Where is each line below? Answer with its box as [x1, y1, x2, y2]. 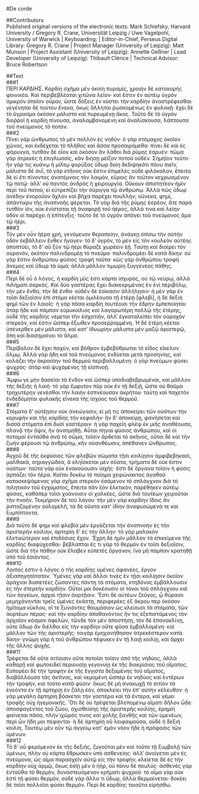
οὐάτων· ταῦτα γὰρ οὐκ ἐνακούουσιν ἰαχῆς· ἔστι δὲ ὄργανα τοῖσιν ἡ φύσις [6, 465, 191, 472]
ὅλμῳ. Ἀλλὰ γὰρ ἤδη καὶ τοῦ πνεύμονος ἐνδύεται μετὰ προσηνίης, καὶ [6, 351, 181, 358]
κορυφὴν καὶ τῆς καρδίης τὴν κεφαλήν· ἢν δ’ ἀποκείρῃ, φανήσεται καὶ [6, 414, 181, 421]
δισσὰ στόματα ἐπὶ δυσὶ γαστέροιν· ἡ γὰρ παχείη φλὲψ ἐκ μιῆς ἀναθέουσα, [6, 421, 192, 428]
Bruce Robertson [6, 61, 48, 68]
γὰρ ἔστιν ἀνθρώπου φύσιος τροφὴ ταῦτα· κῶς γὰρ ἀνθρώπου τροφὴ [6, 256, 179, 263]
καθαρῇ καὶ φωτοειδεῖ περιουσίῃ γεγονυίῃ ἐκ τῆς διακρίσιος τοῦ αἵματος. [6, 661, 188, 668]
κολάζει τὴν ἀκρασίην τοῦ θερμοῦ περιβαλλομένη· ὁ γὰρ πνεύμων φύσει [6, 357, 188, 364]
